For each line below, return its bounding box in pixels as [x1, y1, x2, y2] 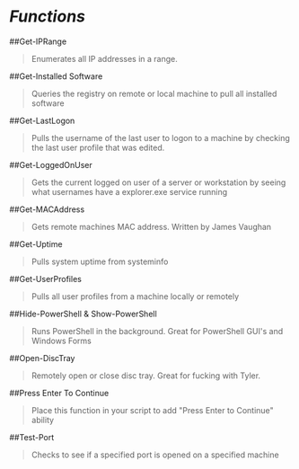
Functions [9, 6, 85, 27]
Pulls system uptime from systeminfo [31, 256, 169, 267]
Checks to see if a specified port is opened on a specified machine [31, 449, 280, 460]
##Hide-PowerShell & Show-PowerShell [9, 308, 157, 319]
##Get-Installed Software [9, 70, 103, 82]
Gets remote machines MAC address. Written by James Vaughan [31, 221, 272, 232]
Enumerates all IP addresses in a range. [31, 53, 178, 64]
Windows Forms [31, 335, 92, 346]
